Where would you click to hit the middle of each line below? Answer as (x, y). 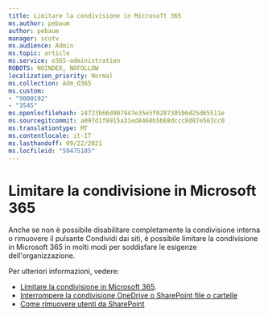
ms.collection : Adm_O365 (50, 83)
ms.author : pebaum (39, 23)
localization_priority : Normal (61, 76)
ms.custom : (27, 91)
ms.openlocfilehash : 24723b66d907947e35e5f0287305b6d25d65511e (117, 114)
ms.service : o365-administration (64, 61)
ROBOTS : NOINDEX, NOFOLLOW (54, 69)
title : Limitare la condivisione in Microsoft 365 (95, 16)
